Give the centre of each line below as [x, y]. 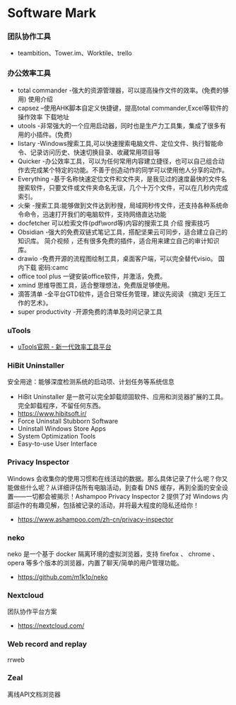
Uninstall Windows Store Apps [61, 429]
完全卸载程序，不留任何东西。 [61, 406]
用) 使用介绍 [35, 99]
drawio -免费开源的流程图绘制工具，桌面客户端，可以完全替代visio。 [117, 258]
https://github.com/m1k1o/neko [63, 577]
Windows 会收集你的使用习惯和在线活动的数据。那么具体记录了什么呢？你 [114, 478]
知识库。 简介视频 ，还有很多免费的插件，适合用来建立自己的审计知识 [118, 241]
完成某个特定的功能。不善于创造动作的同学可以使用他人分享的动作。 [129, 170]
